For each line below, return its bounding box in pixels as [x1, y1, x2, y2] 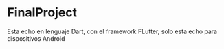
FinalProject [7, 5, 78, 20]
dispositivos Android [7, 34, 65, 42]
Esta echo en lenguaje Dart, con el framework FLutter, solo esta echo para [7, 27, 218, 35]
